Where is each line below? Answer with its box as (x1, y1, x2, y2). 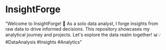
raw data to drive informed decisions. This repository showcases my (5, 26, 150, 32)
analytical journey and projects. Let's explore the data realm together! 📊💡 (5, 32, 161, 38)
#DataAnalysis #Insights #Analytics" (5, 39, 82, 45)
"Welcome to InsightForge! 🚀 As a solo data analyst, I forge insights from (5, 20, 158, 27)
